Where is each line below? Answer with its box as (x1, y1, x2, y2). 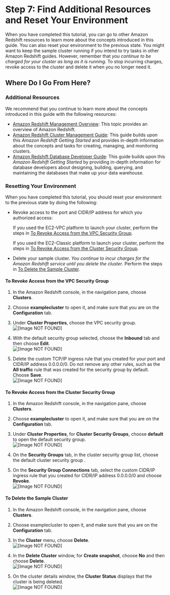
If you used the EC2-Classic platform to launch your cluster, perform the (12, 240, 164, 246)
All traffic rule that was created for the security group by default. (12, 366, 149, 373)
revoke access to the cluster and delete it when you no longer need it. (5, 64, 152, 70)
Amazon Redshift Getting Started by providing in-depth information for (12, 159, 161, 165)
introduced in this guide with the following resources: (5, 111, 117, 117)
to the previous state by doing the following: (5, 199, 98, 205)
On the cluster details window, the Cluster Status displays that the (12, 573, 152, 579)
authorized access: (12, 214, 53, 220)
